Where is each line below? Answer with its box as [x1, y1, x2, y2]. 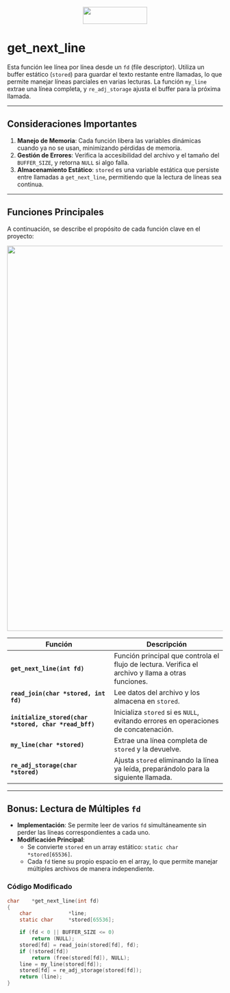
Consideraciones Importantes [7, 118, 138, 130]
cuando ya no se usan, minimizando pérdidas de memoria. [16, 144, 183, 152]
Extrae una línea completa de [114, 736, 207, 745]
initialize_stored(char [10, 713, 88, 721]
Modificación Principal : [16, 835, 85, 844]
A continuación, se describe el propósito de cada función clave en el [7, 225, 201, 233]
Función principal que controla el [114, 651, 220, 660]
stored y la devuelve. [114, 744, 181, 753]
